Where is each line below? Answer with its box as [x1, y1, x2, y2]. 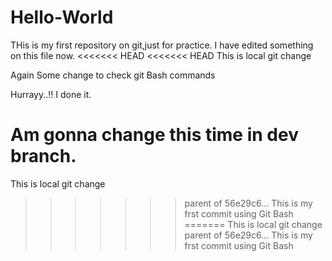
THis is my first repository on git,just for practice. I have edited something [10, 39, 314, 51]
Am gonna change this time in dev [10, 124, 299, 146]
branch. [10, 145, 77, 168]
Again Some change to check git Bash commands [10, 69, 216, 81]
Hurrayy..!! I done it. [10, 88, 92, 100]
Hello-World [10, 6, 114, 29]
